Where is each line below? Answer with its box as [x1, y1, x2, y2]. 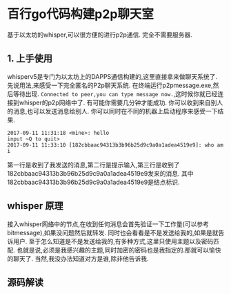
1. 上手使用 [7, 53, 53, 64]
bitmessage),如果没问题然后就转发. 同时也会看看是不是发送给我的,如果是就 [7, 228, 219, 237]
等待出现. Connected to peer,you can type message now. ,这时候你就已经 [12, 89, 218, 98]
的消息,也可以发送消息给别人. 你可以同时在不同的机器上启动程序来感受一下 [7, 107, 219, 115]
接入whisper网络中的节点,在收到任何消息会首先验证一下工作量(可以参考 [7, 219, 209, 228]
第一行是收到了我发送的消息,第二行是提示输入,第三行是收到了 [7, 160, 181, 169]
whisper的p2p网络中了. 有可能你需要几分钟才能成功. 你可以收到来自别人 [19, 98, 223, 107]
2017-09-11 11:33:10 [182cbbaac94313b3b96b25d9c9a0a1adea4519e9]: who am [7, 141, 224, 149]
